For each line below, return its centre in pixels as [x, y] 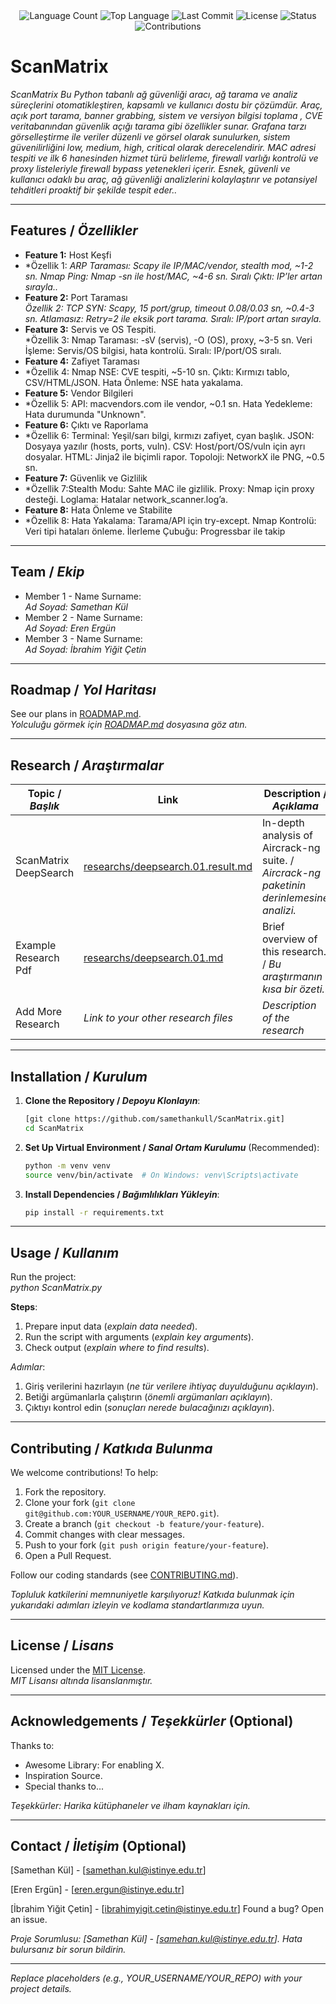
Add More [39, 1012]
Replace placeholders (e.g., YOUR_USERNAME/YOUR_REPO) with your [156, 1978]
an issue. [29, 1920]
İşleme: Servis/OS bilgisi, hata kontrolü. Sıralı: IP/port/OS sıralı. [153, 350]
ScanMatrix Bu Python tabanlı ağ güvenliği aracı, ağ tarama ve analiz [154, 94]
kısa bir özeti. [293, 989]
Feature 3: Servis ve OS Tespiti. [90, 329]
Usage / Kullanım [65, 1252]
